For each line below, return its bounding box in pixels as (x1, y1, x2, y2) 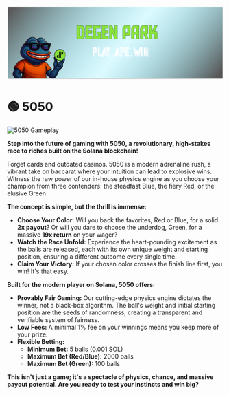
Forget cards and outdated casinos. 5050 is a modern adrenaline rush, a (7, 160, 211, 169)
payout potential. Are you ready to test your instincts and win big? (7, 381, 199, 389)
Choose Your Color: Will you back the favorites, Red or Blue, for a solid (16, 216, 219, 224)
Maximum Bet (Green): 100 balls (27, 360, 120, 368)
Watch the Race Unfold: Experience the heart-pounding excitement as (16, 238, 217, 246)
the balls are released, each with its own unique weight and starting (16, 245, 208, 254)
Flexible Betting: (16, 338, 65, 346)
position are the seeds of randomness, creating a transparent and (16, 308, 203, 317)
